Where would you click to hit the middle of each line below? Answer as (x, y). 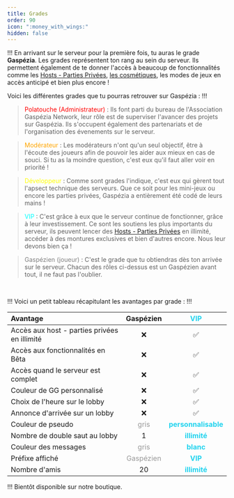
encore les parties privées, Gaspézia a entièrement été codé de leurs (123, 196)
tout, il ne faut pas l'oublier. (63, 274)
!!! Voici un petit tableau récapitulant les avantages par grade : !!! (100, 302)
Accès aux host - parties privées (64, 330)
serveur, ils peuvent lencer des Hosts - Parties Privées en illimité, (117, 231)
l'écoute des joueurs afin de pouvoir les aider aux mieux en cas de (119, 153)
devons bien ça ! (48, 246)
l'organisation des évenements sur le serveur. (89, 132)
